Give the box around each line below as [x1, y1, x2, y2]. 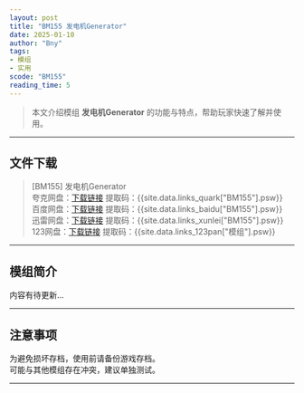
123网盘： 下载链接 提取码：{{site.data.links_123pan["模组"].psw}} [31, 226, 276, 237]
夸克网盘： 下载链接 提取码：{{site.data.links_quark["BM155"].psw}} [31, 192, 283, 204]
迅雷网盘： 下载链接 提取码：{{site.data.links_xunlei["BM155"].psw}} [31, 215, 284, 226]
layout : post [9, 13, 59, 23]
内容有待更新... [9, 290, 65, 301]
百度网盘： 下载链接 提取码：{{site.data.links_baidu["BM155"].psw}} [31, 204, 283, 215]
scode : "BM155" [9, 72, 67, 81]
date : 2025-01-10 [9, 30, 75, 39]
